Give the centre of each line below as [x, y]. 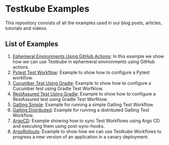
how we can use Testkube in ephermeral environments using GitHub [83, 62]
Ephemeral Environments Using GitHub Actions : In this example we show [88, 56]
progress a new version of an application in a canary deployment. [80, 136]
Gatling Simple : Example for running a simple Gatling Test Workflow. [83, 105]
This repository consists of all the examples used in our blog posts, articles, [84, 23]
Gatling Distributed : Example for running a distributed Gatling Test [81, 110]
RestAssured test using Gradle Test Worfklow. [60, 99]
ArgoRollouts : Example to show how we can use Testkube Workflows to [87, 131]
